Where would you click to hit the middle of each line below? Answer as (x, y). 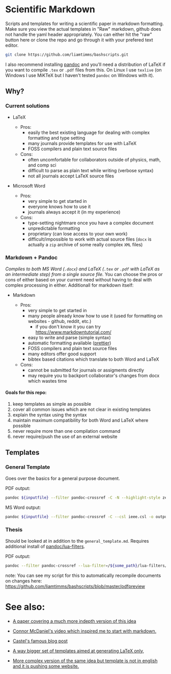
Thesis (14, 530)
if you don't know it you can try (68, 327)
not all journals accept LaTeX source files (71, 176)
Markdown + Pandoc (31, 258)
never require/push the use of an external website (65, 436)
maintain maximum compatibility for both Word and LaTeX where (80, 420)
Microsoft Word (29, 185)
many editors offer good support (62, 354)
